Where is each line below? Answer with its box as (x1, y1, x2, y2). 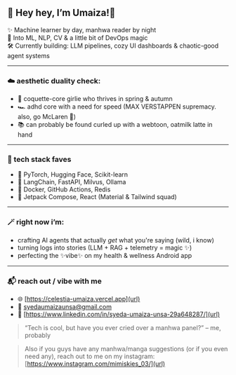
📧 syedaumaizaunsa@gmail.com (17, 303, 112, 311)
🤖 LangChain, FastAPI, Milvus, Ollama (17, 178, 126, 186)
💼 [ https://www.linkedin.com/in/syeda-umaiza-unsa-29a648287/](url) (17, 310, 220, 318)
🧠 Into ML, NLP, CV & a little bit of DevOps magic (7, 33, 148, 42)
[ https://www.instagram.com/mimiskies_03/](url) (24, 360, 166, 368)
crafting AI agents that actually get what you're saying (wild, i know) (17, 236, 214, 244)
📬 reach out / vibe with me (7, 276, 102, 286)
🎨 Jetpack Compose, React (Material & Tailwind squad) (17, 193, 177, 201)
